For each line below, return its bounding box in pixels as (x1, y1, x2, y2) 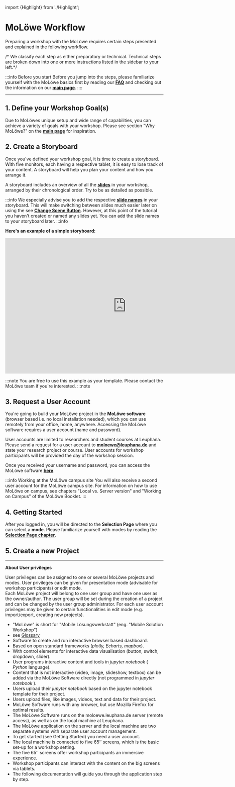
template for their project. (12, 691, 66, 697)
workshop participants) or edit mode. (5, 585, 82, 591)
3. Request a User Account (5, 397, 90, 406)
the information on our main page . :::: (5, 84, 83, 90)
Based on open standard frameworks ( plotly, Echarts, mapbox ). (12, 643, 144, 649)
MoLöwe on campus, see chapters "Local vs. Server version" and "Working (5, 488, 162, 494)
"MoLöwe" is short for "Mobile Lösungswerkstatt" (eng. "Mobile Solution (12, 622, 163, 627)
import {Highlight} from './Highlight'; (5, 5, 79, 10)
